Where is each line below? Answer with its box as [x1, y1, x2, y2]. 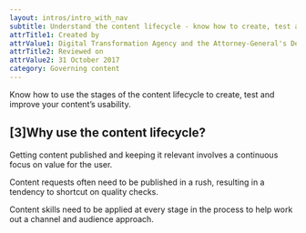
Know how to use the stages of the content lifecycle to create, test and [9, 88, 275, 100]
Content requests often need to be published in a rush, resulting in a [9, 177, 265, 187]
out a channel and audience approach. [9, 213, 155, 224]
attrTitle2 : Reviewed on [9, 47, 104, 56]
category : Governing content [9, 65, 120, 74]
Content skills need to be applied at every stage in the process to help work [9, 204, 293, 215]
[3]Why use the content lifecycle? [9, 125, 207, 141]
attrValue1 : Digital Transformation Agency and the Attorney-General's [9, 38, 287, 48]
